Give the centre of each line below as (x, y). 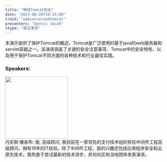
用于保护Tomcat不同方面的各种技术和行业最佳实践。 (63, 56)
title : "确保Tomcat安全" (29, 10)
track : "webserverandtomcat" (35, 19)
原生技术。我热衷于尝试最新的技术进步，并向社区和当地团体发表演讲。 (77, 155)
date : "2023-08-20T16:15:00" (35, 14)
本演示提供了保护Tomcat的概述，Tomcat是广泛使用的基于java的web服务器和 (84, 43)
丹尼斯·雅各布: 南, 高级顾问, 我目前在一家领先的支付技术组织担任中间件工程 (82, 142)
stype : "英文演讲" (23, 28)
